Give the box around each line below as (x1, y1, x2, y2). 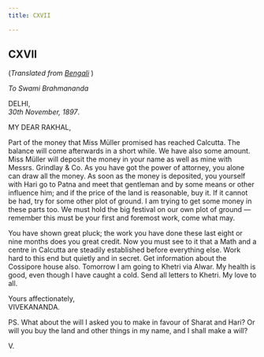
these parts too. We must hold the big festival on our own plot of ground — (8, 205, 251, 214)
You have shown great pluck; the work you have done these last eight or (8, 229, 243, 238)
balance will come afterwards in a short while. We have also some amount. (8, 147, 251, 156)
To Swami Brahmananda (8, 84, 89, 93)
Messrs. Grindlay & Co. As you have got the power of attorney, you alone (8, 163, 245, 173)
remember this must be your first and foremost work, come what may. (8, 214, 236, 223)
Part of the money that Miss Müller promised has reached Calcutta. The (8, 138, 240, 147)
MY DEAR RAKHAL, (8, 123, 72, 132)
